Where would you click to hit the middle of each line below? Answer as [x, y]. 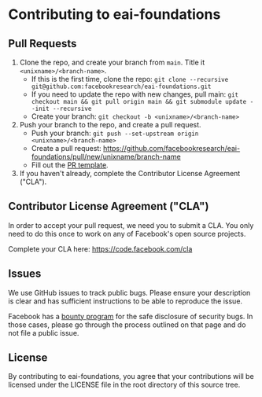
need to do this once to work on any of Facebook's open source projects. [127, 233]
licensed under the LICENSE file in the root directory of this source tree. [124, 385]
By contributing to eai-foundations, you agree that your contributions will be [131, 377]
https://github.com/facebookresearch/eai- [172, 148]
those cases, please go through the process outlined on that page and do [127, 325]
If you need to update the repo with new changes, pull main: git [135, 94]
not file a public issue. [44, 333]
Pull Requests [42, 44]
